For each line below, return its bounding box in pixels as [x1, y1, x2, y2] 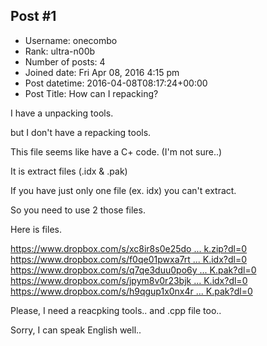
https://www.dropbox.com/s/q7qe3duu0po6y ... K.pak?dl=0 [10, 264, 257, 276]
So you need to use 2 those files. [10, 204, 146, 216]
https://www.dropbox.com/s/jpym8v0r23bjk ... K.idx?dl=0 [10, 274, 248, 286]
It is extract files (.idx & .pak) [10, 165, 128, 177]
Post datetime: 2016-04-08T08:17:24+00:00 [24, 77, 208, 89]
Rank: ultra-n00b [24, 45, 96, 57]
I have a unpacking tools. [10, 107, 114, 119]
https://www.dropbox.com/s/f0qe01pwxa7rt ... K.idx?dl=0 [10, 253, 248, 265]
